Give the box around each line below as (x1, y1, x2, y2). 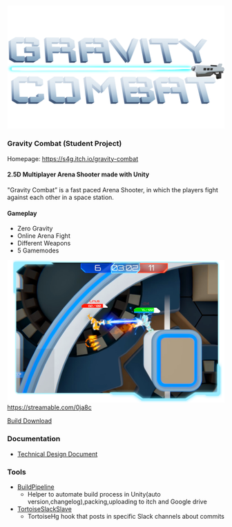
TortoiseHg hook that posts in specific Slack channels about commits (27, 512, 224, 521)
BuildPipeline (17, 483, 55, 491)
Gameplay (7, 209, 37, 217)
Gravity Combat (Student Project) (7, 139, 122, 149)
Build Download (7, 417, 52, 425)
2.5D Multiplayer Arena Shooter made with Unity (7, 170, 150, 178)
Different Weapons (17, 239, 71, 248)
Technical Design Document (17, 450, 98, 458)
